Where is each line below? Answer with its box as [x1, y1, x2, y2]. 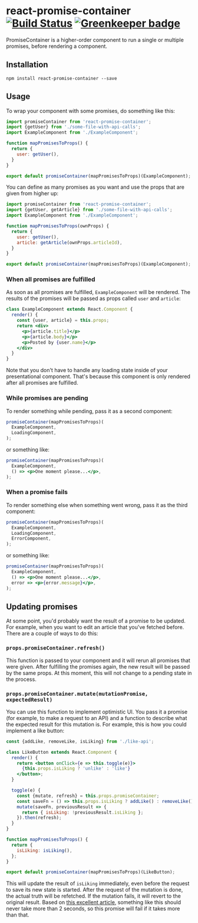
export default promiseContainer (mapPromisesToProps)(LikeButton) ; [6, 869, 176, 875]
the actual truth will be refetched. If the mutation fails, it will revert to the [6, 892, 181, 900]
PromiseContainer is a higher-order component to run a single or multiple [6, 36, 184, 43]
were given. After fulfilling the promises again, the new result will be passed [6, 663, 190, 670]
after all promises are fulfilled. [6, 379, 78, 386]
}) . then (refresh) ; [16, 815, 62, 821]
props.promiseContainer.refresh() [6, 645, 105, 651]
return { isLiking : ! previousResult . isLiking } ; [21, 809, 144, 815]
